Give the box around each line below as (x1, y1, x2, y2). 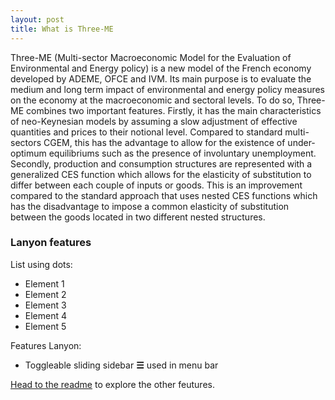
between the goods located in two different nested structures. (10, 211, 266, 223)
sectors (10, 136, 42, 148)
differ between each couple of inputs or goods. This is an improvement (10, 179, 303, 191)
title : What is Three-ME (10, 24, 114, 34)
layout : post (10, 14, 65, 25)
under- (287, 136, 316, 148)
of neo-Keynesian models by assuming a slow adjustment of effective (10, 115, 298, 127)
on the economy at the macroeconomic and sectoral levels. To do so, (10, 94, 295, 106)
